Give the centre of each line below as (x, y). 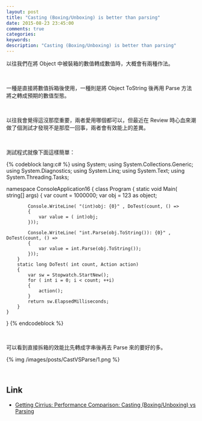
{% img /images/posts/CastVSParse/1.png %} (63, 359)
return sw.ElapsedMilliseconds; (69, 301)
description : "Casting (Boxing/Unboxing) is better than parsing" (91, 46)
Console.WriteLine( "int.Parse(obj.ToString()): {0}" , (99, 233)
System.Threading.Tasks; (38, 177)
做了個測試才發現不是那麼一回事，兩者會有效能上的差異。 (77, 127)
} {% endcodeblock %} (35, 323)
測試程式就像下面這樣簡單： (41, 152)
